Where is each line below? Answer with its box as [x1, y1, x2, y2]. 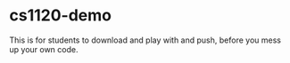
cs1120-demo [9, 5, 112, 26]
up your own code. [9, 43, 79, 54]
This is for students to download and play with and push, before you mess [9, 35, 281, 45]
